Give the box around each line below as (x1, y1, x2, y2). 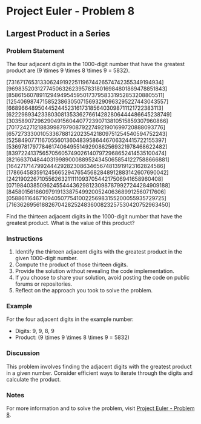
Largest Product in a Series (6, 29, 110, 39)
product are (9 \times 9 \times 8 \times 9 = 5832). (6, 67, 130, 74)
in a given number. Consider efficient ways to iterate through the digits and (6, 369, 193, 377)
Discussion (6, 349, 41, 357)
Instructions (6, 234, 44, 243)
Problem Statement (6, 47, 65, 55)
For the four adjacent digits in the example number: (6, 315, 134, 323)
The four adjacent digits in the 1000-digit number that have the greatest (6, 60, 185, 67)
